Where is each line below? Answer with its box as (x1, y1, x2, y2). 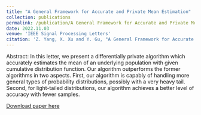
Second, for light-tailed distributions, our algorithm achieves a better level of (6, 85, 194, 91)
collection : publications (6, 14, 71, 20)
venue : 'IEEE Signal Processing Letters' (6, 31, 111, 37)
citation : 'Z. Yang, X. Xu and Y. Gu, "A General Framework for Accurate (6, 36, 194, 42)
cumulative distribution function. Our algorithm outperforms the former (6, 66, 181, 72)
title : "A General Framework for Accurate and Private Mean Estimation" (6, 8, 191, 15)
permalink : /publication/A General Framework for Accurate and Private (6, 20, 188, 26)
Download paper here (6, 102, 60, 109)
